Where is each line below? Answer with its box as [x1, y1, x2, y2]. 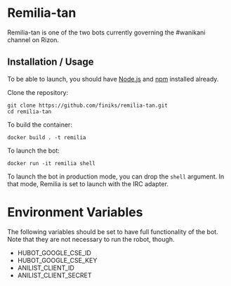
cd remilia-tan [7, 108, 52, 115]
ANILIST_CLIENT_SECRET [17, 271, 93, 279]
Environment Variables [7, 204, 143, 220]
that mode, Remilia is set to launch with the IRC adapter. [7, 179, 169, 188]
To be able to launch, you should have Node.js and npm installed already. [7, 74, 219, 83]
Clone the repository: [7, 88, 69, 96]
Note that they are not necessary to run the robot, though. [7, 235, 175, 243]
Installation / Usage [7, 56, 94, 68]
